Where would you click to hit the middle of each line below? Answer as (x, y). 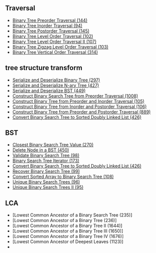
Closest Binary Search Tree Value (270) (53, 145)
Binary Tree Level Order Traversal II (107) (54, 41)
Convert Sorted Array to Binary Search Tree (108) (63, 176)
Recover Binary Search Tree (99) (46, 171)
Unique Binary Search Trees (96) (46, 182)
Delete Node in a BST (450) (41, 150)
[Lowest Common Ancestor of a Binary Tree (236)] (65, 220)
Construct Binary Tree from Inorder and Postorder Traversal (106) (79, 106)
